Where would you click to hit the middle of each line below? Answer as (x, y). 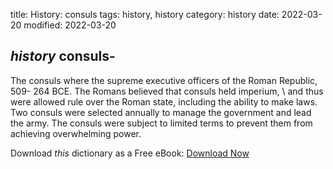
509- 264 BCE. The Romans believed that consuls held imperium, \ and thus (167, 91)
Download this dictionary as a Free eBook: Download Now (130, 153)
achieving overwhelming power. (76, 133)
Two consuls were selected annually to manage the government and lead (161, 112)
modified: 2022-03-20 (70, 25)
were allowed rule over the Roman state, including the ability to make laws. (164, 101)
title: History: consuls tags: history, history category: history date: (145, 14)
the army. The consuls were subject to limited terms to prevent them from (161, 123)
